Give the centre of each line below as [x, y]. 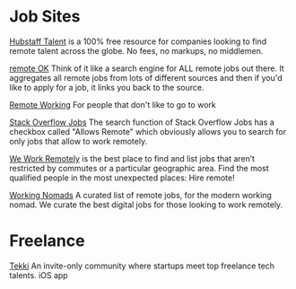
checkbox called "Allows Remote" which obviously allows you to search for [148, 131]
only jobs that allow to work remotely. [78, 141]
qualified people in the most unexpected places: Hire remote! [122, 178]
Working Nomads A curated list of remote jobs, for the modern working [140, 195]
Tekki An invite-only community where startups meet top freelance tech [142, 266]
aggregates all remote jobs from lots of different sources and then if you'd [146, 77]
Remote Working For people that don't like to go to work [113, 104]
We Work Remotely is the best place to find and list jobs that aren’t [132, 158]
